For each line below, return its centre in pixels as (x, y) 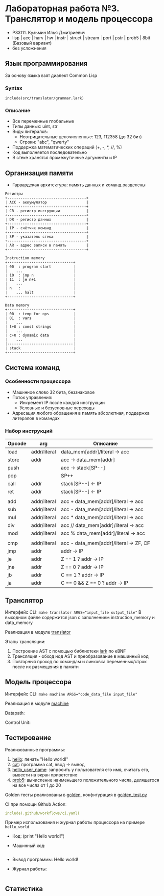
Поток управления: (32, 397)
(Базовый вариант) (32, 43)
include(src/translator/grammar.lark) (45, 99)
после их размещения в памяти (46, 667)
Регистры (14, 194)
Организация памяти (39, 173)
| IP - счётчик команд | (47, 228)
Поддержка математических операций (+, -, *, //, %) (67, 147)
